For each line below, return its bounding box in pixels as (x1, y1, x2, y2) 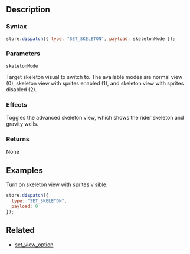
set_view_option (14, 241, 54, 248)
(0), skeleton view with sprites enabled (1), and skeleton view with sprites (6, 80, 184, 87)
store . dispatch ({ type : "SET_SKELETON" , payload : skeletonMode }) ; (6, 35, 176, 42)
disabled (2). (6, 85, 37, 93)
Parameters (6, 50, 40, 58)
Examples (6, 165, 43, 176)
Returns (6, 135, 30, 143)
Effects (6, 100, 28, 108)
